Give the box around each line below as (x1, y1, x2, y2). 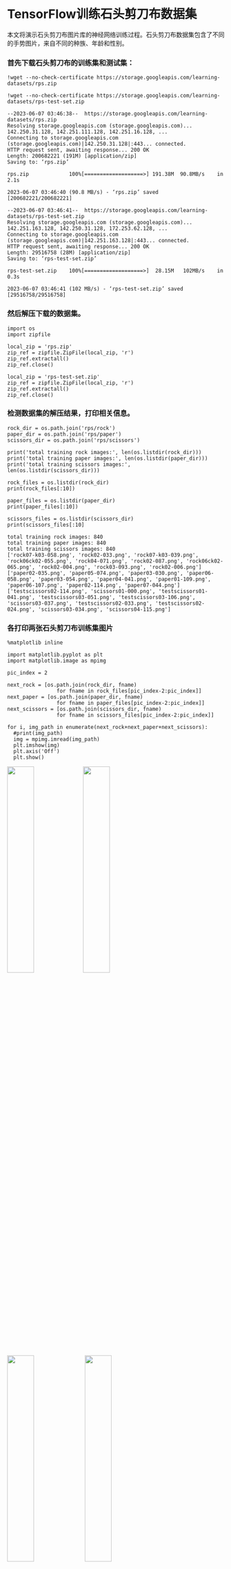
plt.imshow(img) (13, 742, 60, 749)
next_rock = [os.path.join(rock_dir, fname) (7, 681, 137, 689)
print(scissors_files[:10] (7, 521, 85, 528)
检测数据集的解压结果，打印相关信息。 (7, 409, 134, 418)
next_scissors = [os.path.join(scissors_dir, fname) (7, 705, 162, 713)
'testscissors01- (158, 587, 208, 594)
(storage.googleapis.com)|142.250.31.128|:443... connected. (7, 141, 187, 148)
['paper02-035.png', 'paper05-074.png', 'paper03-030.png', (7, 569, 184, 576)
